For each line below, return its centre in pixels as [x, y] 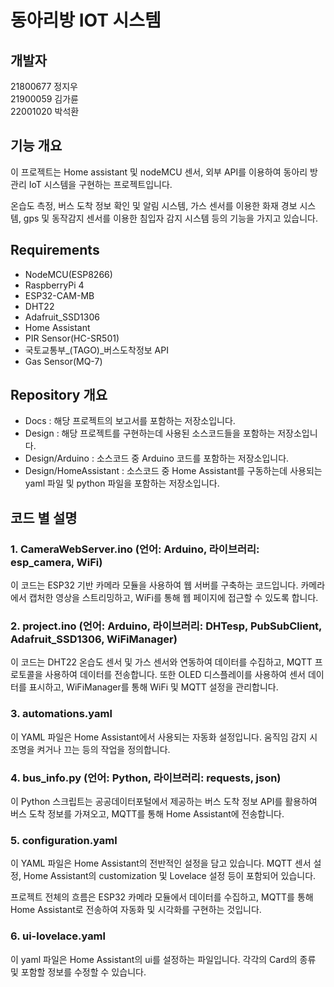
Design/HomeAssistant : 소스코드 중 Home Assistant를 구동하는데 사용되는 [173, 471]
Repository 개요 [59, 395]
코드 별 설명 [44, 517]
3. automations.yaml [61, 714]
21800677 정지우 [44, 86]
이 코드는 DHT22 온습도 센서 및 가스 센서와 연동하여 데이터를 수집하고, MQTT [161, 662]
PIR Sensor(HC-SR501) [72, 338]
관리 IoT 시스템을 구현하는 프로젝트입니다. [91, 184]
